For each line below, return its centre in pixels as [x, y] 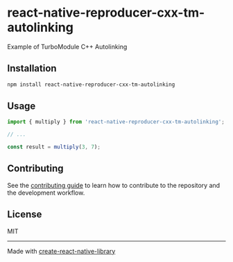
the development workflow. [46, 193]
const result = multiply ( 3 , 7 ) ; [54, 147]
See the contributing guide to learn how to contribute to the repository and [114, 185]
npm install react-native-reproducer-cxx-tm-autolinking [91, 85]
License [25, 215]
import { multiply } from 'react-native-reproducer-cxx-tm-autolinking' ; [116, 122]
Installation [32, 68]
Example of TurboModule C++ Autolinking [67, 46]
